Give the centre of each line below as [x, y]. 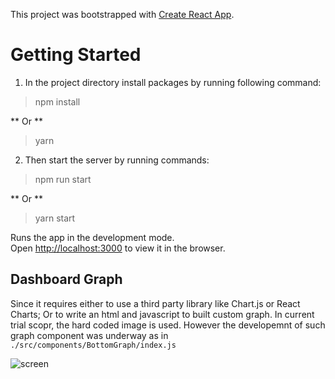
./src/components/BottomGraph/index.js [93, 345]
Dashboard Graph [66, 279]
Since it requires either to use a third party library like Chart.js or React [155, 303]
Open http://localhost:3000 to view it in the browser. [118, 248]
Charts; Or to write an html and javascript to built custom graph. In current [162, 314]
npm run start [63, 179]
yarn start [55, 218]
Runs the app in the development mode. [92, 237]
